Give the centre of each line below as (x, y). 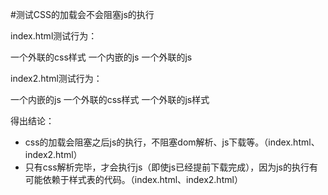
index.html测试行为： (54, 36)
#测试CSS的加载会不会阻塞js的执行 (82, 14)
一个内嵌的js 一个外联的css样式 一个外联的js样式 (110, 99)
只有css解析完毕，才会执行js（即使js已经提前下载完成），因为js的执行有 (171, 167)
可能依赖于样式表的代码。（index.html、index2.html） (133, 179)
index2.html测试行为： (56, 78)
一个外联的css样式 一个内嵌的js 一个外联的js (101, 57)
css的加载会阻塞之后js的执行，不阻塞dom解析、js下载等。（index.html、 (172, 142)
